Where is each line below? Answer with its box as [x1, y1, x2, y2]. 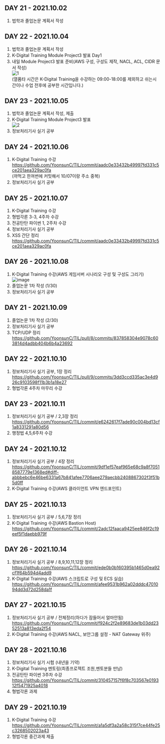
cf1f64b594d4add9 [11, 570, 52, 576]
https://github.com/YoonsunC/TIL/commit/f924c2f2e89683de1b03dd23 [11, 620, 159, 626]
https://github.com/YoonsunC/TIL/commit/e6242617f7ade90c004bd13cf [11, 419, 160, 425]
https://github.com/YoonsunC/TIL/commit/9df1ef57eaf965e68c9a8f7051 [11, 464, 160, 470]
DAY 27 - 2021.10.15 [4, 601, 66, 609]
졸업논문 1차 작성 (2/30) [11, 317, 58, 323]
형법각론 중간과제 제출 [11, 734, 55, 740]
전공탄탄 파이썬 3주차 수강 [11, 672, 62, 678]
